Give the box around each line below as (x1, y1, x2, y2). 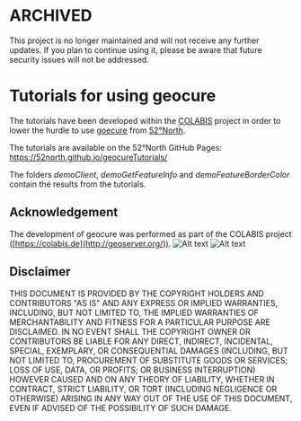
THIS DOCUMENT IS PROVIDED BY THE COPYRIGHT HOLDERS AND (9, 288, 265, 299)
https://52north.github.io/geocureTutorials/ (9, 152, 168, 162)
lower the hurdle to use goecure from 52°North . (9, 125, 186, 136)
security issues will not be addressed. (9, 54, 150, 65)
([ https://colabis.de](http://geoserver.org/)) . (9, 238, 172, 249)
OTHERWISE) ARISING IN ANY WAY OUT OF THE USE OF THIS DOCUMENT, (9, 392, 293, 404)
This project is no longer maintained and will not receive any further (9, 35, 260, 46)
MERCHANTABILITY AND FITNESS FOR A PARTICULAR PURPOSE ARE (9, 316, 271, 328)
